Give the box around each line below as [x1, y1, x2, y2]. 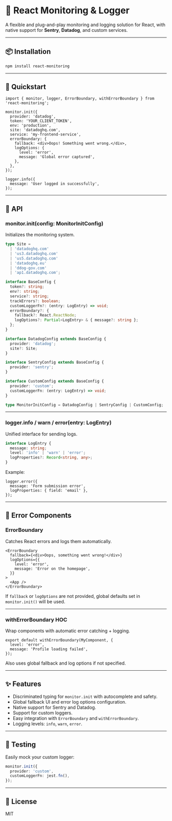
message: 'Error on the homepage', [14, 566, 91, 571]
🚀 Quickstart [5, 83, 46, 91]
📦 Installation [5, 47, 51, 56]
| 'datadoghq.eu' [10, 261, 47, 266]
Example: [5, 469, 25, 475]
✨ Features [5, 679, 41, 689]
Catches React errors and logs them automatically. [5, 538, 112, 544]
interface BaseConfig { [5, 279, 56, 285]
